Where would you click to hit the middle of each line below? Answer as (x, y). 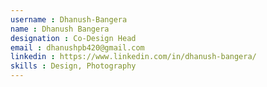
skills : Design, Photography (73, 66)
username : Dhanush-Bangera (69, 19)
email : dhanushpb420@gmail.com (77, 47)
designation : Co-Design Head (73, 38)
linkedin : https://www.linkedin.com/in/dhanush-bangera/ (133, 57)
